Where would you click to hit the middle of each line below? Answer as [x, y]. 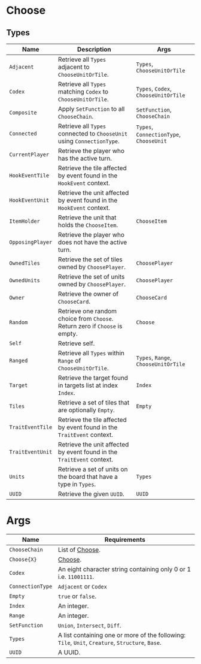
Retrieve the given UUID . [91, 494]
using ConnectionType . [89, 141]
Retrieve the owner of [88, 294]
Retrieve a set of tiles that [94, 402]
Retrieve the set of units [91, 277]
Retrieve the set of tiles [90, 259]
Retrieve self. [76, 343]
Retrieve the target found [93, 378]
